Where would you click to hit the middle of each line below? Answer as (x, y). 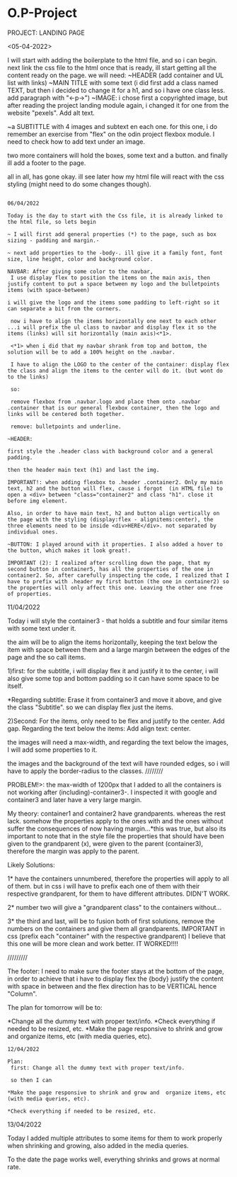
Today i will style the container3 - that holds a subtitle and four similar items (118, 621)
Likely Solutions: (31, 865)
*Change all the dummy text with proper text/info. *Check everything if (111, 1021)
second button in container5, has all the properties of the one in (110, 569)
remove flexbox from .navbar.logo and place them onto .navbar (105, 402)
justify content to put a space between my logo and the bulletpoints (114, 284)
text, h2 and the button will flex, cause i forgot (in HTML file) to (115, 488)
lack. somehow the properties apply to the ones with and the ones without (116, 821)
